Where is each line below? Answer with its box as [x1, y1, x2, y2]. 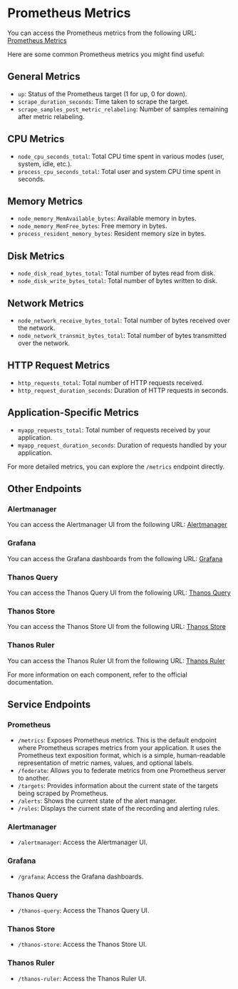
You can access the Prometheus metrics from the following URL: [7, 29, 197, 37]
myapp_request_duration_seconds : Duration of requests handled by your [17, 441, 227, 449]
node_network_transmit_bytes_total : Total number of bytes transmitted [17, 332, 227, 339]
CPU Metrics [7, 133, 65, 145]
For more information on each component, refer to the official [7, 670, 187, 679]
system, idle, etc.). [17, 159, 73, 168]
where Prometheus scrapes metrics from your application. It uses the [17, 744, 222, 752]
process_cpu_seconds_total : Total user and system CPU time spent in [17, 167, 221, 175]
